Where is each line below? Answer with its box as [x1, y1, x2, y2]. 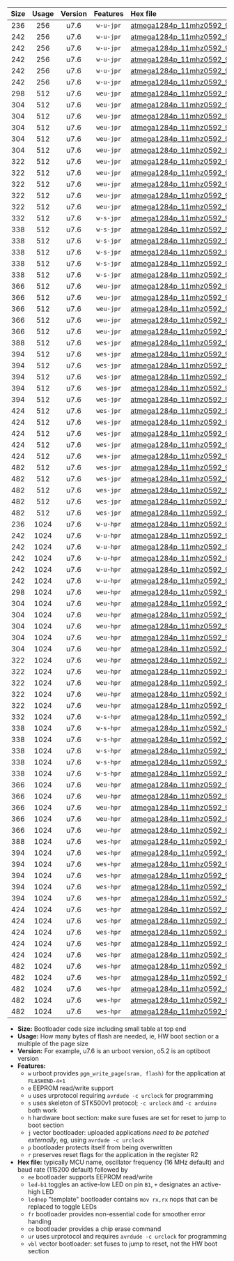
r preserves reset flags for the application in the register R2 [27, 1151, 198, 1158]
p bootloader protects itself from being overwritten [27, 1143, 173, 1151]
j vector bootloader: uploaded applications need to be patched [27, 1128, 209, 1136]
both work [27, 1106, 58, 1115]
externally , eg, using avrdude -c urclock [27, 1136, 145, 1144]
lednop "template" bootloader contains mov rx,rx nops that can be [27, 1195, 218, 1203]
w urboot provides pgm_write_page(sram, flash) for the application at [27, 1069, 226, 1077]
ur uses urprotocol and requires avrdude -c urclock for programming [27, 1232, 227, 1240]
